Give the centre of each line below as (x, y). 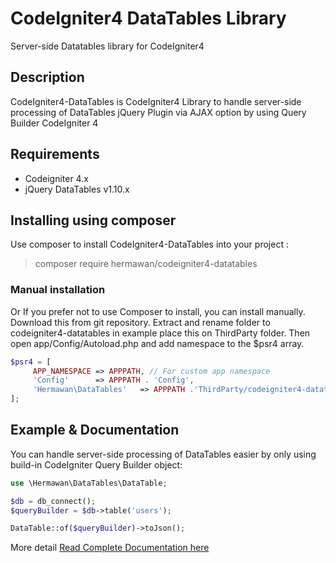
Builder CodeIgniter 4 (54, 123)
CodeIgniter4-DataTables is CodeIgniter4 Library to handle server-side (156, 101)
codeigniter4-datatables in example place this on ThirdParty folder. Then (160, 333)
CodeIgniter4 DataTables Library (148, 18)
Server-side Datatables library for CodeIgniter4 (107, 46)
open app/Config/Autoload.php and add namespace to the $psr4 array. (157, 343)
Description (47, 77)
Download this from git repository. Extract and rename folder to (140, 322)
